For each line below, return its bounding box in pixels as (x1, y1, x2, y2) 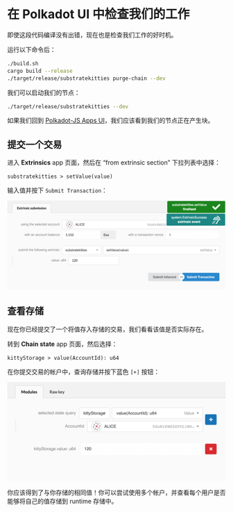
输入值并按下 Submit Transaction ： (7, 186, 107, 195)
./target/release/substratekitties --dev (7, 103, 129, 110)
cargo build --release (7, 67, 73, 74)
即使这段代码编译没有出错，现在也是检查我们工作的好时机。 (7, 31, 178, 39)
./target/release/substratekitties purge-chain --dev (7, 74, 166, 82)
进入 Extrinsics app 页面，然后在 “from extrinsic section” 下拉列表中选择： (7, 158, 221, 167)
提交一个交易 (7, 138, 62, 150)
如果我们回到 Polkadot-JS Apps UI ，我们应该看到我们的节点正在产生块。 (7, 116, 214, 125)
